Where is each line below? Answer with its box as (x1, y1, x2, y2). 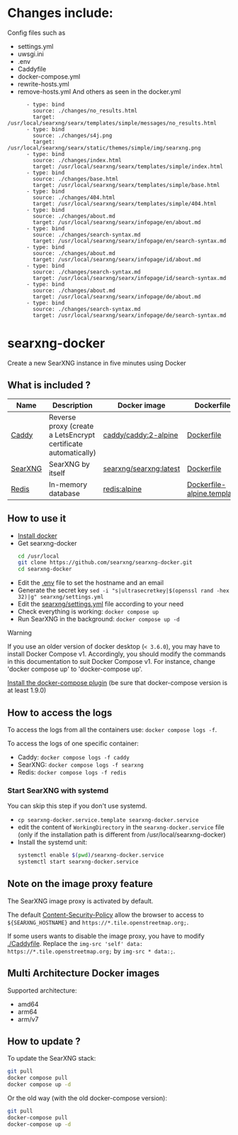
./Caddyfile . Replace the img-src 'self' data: (7, 939, 143, 947)
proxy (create (48, 421, 94, 431)
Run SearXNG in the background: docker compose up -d (17, 615, 180, 623)
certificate (48, 439, 84, 448)
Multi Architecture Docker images (7, 967, 160, 979)
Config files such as (7, 28, 66, 37)
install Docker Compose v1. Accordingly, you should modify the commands (7, 650, 227, 658)
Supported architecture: (7, 986, 77, 995)
